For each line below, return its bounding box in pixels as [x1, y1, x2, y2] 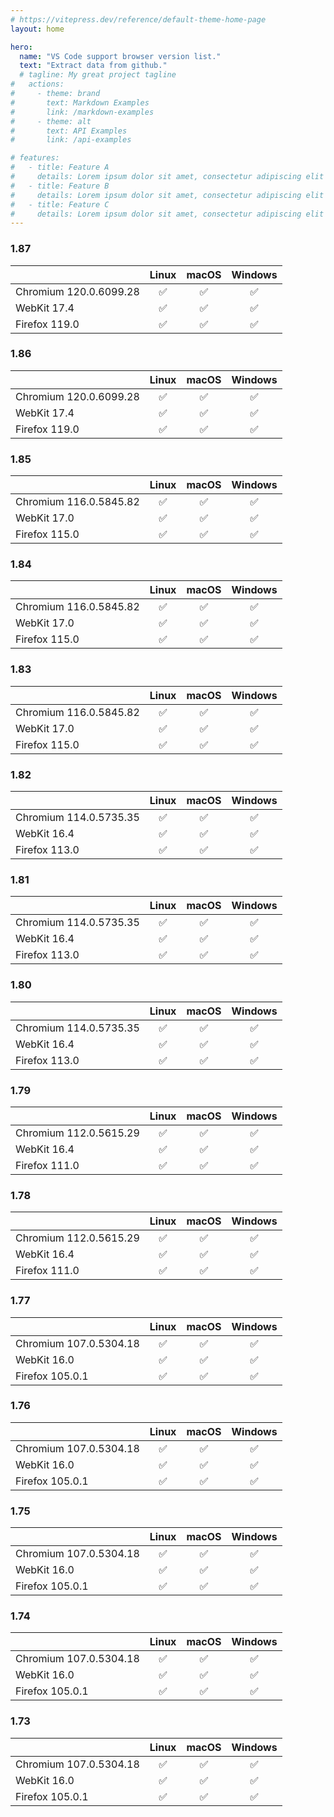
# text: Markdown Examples [10, 97, 150, 108]
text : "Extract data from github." [19, 61, 168, 71]
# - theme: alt [10, 116, 92, 126]
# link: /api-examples [10, 135, 132, 145]
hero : [10, 42, 33, 52]
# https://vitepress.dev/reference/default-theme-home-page [10, 14, 267, 25]
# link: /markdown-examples [10, 107, 155, 117]
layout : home [10, 24, 65, 34]
